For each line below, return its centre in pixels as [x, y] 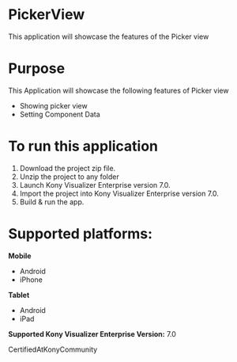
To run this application [83, 146]
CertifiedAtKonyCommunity [53, 349]
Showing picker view [54, 105]
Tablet [19, 295]
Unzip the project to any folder [70, 177]
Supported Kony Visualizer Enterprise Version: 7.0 [92, 333]
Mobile [20, 256]
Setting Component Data [60, 114]
